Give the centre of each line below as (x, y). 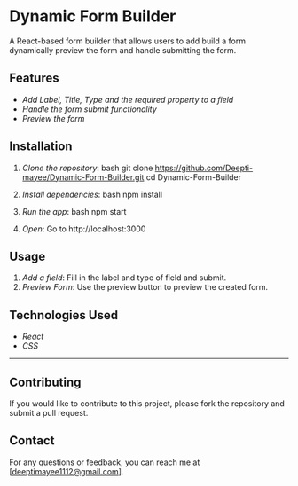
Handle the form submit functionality (89, 109)
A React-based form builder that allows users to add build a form (128, 41)
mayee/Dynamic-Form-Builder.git (83, 177)
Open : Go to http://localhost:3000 (84, 229)
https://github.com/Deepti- (204, 168)
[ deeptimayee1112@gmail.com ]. (67, 471)
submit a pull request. (49, 413)
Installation (41, 147)
